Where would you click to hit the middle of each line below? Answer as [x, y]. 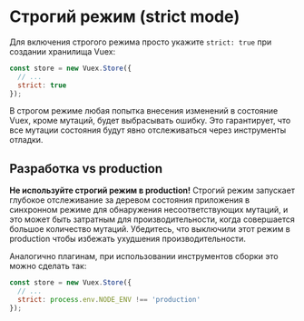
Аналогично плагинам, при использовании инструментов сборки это [144, 256]
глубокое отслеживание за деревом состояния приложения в [130, 200]
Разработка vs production [86, 169]
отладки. [26, 140]
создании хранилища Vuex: [63, 51]
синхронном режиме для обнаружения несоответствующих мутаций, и [149, 210]
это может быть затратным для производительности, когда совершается [152, 219]
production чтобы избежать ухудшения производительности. [128, 239]
